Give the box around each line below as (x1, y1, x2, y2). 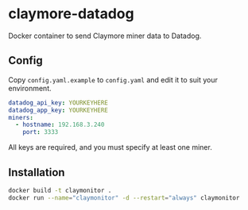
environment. (8, 83, 52, 93)
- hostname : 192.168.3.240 (15, 120, 105, 129)
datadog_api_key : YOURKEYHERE (8, 98, 109, 107)
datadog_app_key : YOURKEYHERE (8, 106, 109, 114)
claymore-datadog (8, 5, 134, 23)
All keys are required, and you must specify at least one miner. (8, 143, 212, 152)
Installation (8, 166, 65, 179)
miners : (8, 113, 34, 121)
